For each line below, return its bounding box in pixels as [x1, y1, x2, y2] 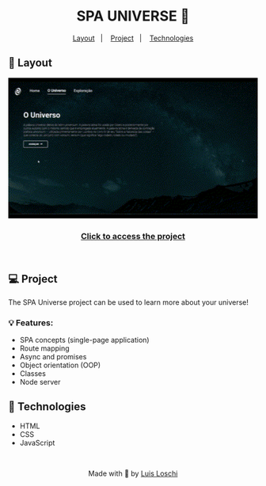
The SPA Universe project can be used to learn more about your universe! [8, 297, 249, 307]
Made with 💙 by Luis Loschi [88, 469, 178, 478]
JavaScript [19, 438, 55, 447]
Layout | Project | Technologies [72, 33, 194, 43]
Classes [19, 369, 46, 378]
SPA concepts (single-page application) [19, 336, 150, 345]
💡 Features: [8, 317, 54, 328]
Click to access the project [80, 230, 186, 241]
